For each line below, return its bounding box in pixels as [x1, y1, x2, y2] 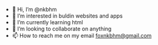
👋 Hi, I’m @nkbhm [12, 6, 57, 13]
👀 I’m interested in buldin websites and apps [12, 12, 123, 19]
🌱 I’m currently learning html [12, 19, 83, 26]
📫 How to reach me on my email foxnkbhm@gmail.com [12, 32, 152, 39]
